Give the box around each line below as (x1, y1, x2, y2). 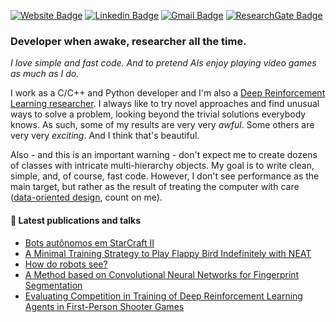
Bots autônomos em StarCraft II (24, 236, 155, 249)
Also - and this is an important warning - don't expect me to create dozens (10, 149, 318, 161)
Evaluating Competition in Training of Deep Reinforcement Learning (24, 290, 303, 302)
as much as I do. (10, 68, 80, 80)
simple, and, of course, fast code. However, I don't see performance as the (10, 170, 320, 182)
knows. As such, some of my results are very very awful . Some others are (10, 119, 315, 131)
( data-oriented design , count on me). (10, 191, 163, 204)
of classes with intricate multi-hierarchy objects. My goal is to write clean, (10, 160, 315, 172)
